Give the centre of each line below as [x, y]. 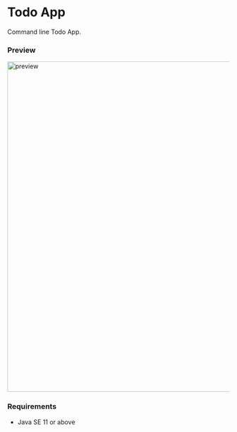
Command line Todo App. [44, 32]
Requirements [32, 407]
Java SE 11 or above [46, 422]
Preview [22, 50]
